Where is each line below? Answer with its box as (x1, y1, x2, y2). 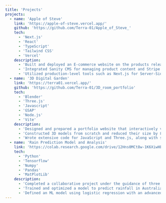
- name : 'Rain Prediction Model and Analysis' (9, 140, 107, 145)
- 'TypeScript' (18, 44, 50, 49)
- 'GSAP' (18, 108, 37, 113)
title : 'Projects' (5, 7, 43, 12)
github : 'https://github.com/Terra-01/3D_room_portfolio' (14, 85, 136, 90)
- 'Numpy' (18, 163, 39, 168)
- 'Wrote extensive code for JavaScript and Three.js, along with (18, 135, 158, 140)
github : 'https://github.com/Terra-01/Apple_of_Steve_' (14, 26, 132, 31)
